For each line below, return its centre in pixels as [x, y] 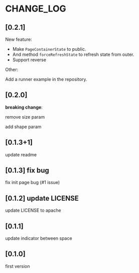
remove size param [25, 117]
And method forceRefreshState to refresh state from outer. [73, 54]
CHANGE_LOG [36, 9]
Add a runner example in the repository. [46, 79]
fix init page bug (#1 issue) [33, 183]
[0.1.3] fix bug [27, 171]
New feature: [19, 39]
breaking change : [24, 107]
